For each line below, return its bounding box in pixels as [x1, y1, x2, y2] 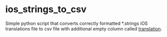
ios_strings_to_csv [5, 4, 87, 15]
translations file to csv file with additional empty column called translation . [5, 25, 162, 31]
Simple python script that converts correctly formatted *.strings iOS [5, 20, 148, 26]
